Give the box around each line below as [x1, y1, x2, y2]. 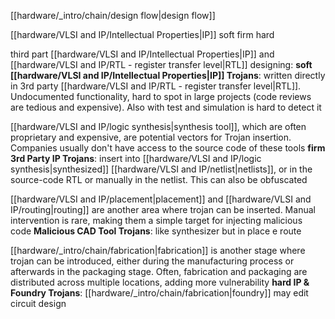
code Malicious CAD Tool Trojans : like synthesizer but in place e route [10, 225, 302, 237]
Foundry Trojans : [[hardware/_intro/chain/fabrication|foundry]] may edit [10, 287, 309, 299]
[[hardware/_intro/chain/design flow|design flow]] [10, 10, 216, 21]
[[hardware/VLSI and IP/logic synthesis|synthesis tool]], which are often [10, 121, 307, 132]
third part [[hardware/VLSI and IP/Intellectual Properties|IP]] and [10, 48, 275, 60]
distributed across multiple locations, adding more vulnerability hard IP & [10, 276, 310, 288]
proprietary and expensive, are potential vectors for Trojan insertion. [10, 131, 292, 143]
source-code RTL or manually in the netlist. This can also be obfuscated [10, 174, 308, 185]
